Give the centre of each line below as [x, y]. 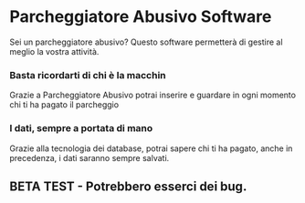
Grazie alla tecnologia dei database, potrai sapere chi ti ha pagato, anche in [151, 148]
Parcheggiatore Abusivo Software [141, 17]
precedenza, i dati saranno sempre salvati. [89, 157]
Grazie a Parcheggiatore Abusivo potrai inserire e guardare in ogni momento [153, 95]
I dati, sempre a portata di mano [81, 128]
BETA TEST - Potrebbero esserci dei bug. [128, 186]
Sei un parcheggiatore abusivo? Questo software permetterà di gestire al [146, 42]
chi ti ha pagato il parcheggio [64, 105]
